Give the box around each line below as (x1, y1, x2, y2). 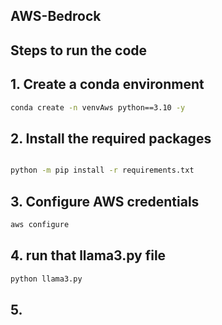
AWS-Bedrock (10, 8, 102, 25)
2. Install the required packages (10, 130, 212, 147)
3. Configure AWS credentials (10, 193, 200, 210)
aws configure (10, 219, 70, 229)
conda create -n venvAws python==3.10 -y (10, 102, 186, 113)
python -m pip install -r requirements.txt (10, 165, 195, 176)
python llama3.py (10, 274, 83, 284)
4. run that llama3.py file (10, 247, 167, 264)
